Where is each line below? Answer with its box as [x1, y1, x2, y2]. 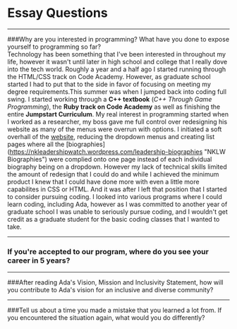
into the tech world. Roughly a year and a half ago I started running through [7, 65, 226, 73]
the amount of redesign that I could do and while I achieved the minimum [7, 169, 219, 178]
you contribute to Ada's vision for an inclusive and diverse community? [7, 286, 214, 294]
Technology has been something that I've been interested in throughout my [7, 49, 226, 58]
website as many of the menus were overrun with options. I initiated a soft [7, 125, 222, 133]
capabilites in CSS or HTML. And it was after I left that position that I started [7, 185, 227, 193]
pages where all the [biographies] [7, 140, 106, 148]
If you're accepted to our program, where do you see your [7, 246, 209, 256]
